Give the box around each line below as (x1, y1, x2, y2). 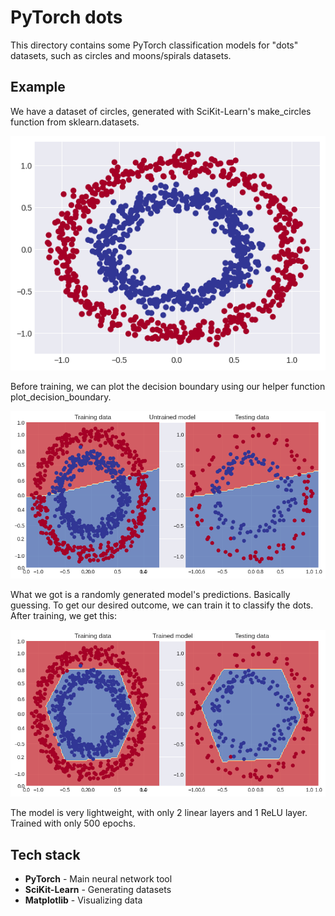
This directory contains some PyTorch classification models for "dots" (10, 39, 299, 51)
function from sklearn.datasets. (10, 116, 140, 128)
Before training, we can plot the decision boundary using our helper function (10, 380, 326, 392)
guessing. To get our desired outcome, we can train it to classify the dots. (10, 599, 314, 611)
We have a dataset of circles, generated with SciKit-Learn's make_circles (10, 105, 312, 117)
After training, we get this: (10, 609, 118, 621)
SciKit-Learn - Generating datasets (24, 884, 172, 896)
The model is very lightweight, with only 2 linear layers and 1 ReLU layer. (10, 807, 308, 819)
